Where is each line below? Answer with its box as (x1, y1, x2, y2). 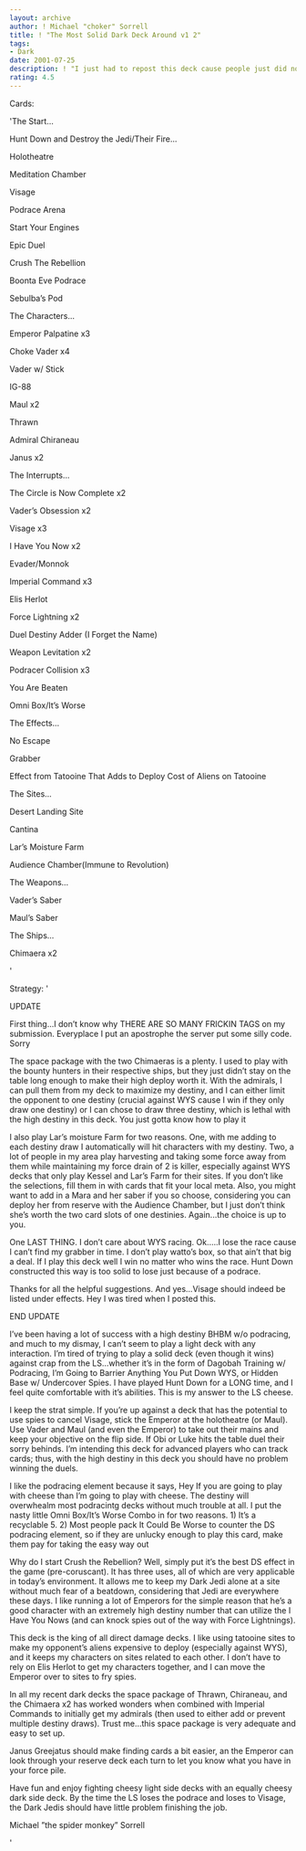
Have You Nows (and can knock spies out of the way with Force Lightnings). (9, 1614, 296, 1625)
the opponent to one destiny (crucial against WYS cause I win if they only (9, 1094, 285, 1105)
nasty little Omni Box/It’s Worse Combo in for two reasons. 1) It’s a (9, 1509, 257, 1520)
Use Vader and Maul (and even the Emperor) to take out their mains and (9, 1423, 280, 1434)
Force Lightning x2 (9, 611, 80, 622)
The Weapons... (9, 876, 69, 887)
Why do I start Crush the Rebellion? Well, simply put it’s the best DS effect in (9, 1556, 295, 1567)
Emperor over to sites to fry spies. (9, 1671, 137, 1682)
